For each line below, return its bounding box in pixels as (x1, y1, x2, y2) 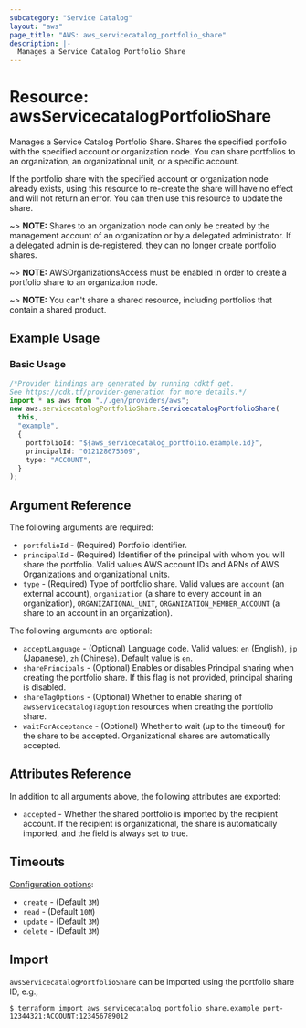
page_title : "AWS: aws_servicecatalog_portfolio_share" (9, 30, 227, 39)
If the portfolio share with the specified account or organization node (9, 174, 269, 185)
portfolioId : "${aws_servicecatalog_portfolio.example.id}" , (26, 438, 263, 448)
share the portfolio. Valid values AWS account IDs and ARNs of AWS (22, 559, 280, 570)
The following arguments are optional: (9, 625, 153, 636)
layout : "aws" (9, 22, 64, 31)
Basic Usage (9, 358, 67, 371)
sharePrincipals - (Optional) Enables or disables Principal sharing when (22, 662, 294, 673)
